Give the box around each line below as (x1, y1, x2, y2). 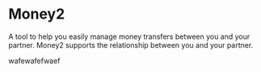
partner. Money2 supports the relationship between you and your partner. (8, 40, 254, 49)
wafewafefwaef (8, 56, 61, 66)
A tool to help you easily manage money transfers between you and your (8, 32, 250, 41)
